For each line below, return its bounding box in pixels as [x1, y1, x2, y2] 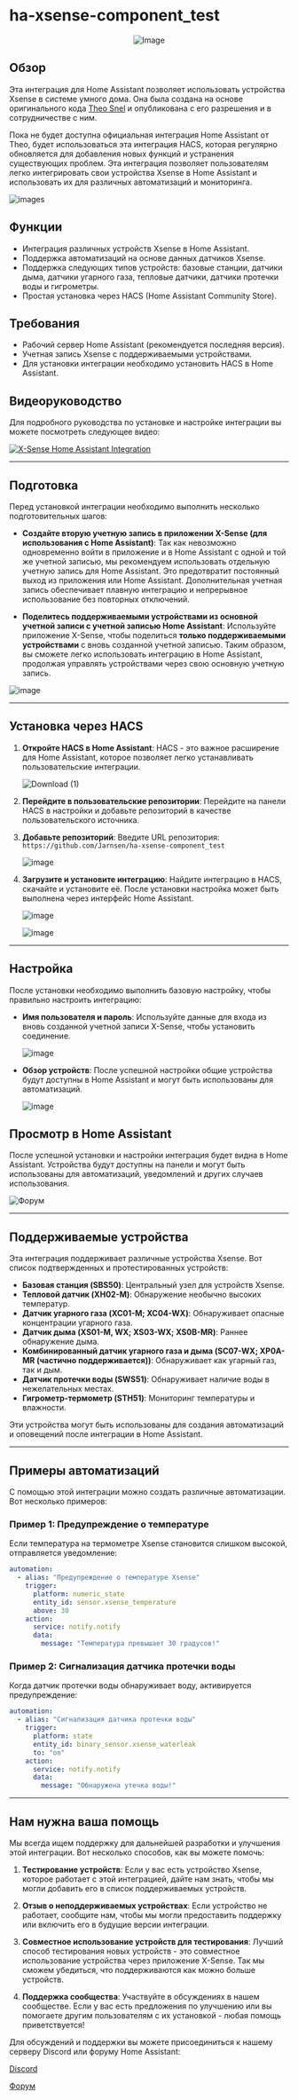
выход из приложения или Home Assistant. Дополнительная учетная [21, 575, 283, 586]
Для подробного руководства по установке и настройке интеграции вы [9, 417, 282, 428]
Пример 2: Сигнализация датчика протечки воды [9, 1661, 236, 1673]
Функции [9, 219, 63, 235]
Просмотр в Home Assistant [9, 1126, 172, 1141]
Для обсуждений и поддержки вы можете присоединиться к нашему [9, 2036, 273, 2047]
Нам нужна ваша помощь [9, 1814, 160, 1829]
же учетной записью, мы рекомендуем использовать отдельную [21, 557, 271, 566]
